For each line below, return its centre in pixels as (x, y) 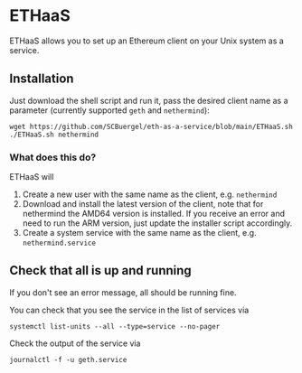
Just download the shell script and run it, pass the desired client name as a (149, 100)
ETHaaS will (32, 177)
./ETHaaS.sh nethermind (54, 135)
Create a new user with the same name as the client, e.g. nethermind (150, 194)
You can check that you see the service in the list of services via (129, 310)
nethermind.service (59, 243)
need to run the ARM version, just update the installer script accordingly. (157, 223)
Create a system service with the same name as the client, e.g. (139, 233)
